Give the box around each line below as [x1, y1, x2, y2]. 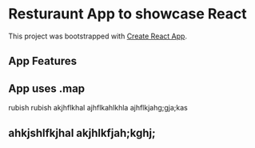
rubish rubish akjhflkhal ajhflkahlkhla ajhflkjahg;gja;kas [8, 103, 188, 113]
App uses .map [8, 82, 86, 95]
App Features [8, 54, 78, 68]
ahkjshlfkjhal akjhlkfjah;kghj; [8, 126, 156, 140]
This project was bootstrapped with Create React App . [8, 31, 188, 41]
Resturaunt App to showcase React [8, 5, 248, 23]
